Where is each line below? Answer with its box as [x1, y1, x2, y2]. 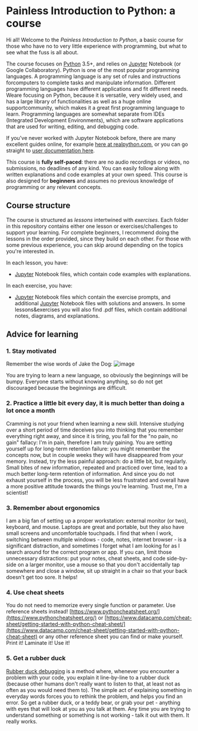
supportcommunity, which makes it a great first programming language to [6, 104, 185, 111]
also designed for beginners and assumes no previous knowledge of [6, 177, 174, 184]
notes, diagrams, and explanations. [14, 312, 100, 319]
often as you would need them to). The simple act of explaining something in [6, 686, 192, 693]
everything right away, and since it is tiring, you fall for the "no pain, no [6, 432, 178, 439]
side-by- [167, 555, 188, 562]
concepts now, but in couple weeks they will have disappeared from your [6, 451, 184, 458]
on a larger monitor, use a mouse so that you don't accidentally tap [17, 561, 180, 568]
